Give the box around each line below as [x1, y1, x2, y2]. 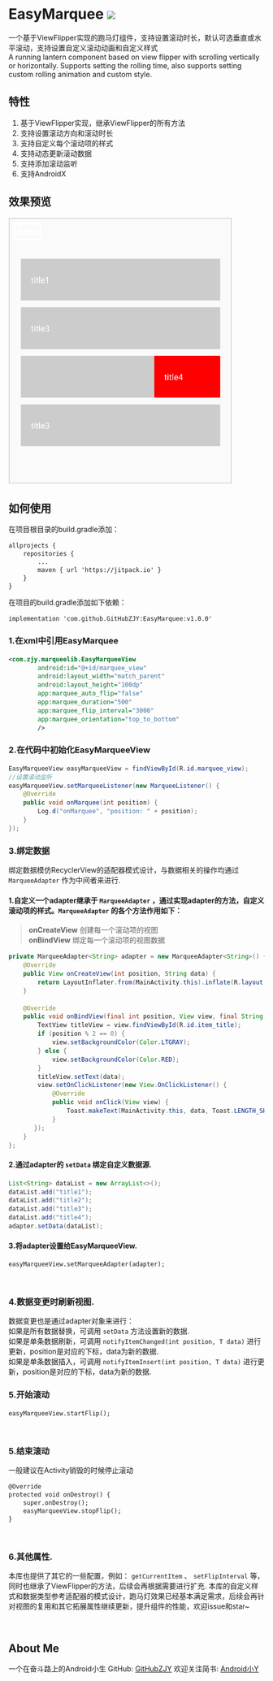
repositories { [23, 550, 75, 558]
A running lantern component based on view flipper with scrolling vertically [8, 52, 260, 62]
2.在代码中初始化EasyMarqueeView [8, 744, 150, 756]
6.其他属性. [8, 1551, 53, 1562]
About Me [8, 1641, 59, 1655]
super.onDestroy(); [23, 1499, 89, 1507]
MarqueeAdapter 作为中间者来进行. [8, 875, 121, 886]
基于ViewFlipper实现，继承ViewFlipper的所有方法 [19, 118, 185, 128]
